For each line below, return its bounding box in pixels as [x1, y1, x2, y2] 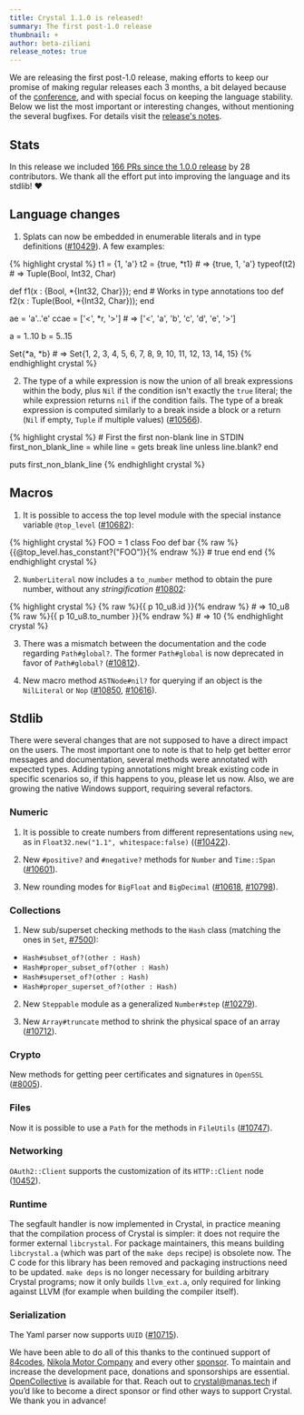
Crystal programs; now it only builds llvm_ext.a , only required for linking [9, 1277, 281, 1288]
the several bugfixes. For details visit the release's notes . [9, 111, 222, 122]
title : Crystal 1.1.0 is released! [9, 13, 144, 23]
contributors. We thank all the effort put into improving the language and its [9, 170, 290, 182]
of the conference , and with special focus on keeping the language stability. [9, 92, 293, 103]
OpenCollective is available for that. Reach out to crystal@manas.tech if [9, 1376, 278, 1387]
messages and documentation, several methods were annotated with [9, 754, 268, 765]
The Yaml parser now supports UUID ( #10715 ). [9, 1330, 180, 1340]
